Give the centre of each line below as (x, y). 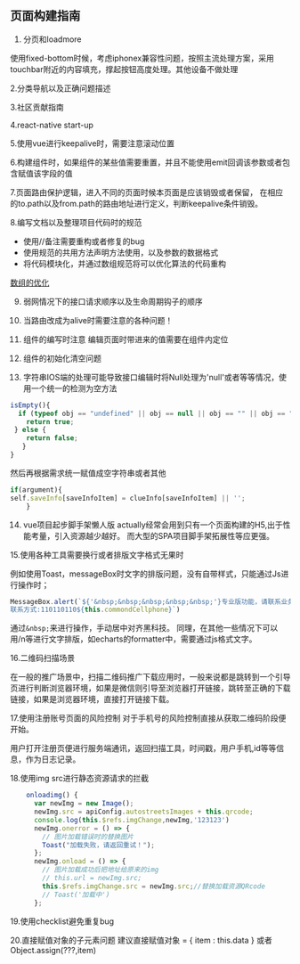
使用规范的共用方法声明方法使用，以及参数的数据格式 (121, 252)
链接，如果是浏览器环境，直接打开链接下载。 (92, 699)
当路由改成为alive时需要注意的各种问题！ (98, 320)
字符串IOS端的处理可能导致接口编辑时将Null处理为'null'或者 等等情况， (151, 377)
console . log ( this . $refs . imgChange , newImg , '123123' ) (131, 820)
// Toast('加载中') (76, 895)
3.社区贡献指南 (37, 107)
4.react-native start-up (52, 125)
